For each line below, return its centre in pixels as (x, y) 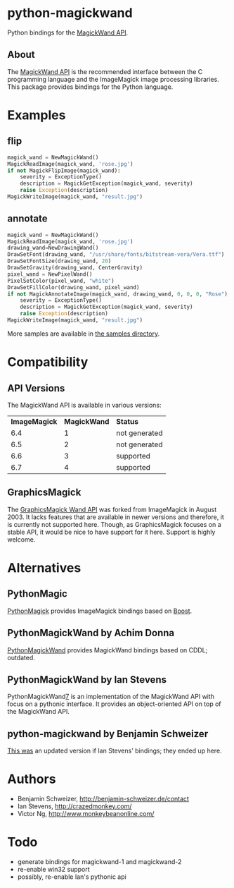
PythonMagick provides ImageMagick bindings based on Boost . (100, 611)
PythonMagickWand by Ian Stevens (87, 680)
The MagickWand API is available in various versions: (84, 405)
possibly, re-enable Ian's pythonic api (72, 877)
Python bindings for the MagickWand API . (68, 32)
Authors (32, 779)
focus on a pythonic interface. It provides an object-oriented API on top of (114, 704)
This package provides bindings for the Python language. (90, 87)
